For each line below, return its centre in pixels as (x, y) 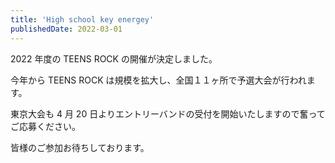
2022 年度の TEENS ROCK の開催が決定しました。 (114, 58)
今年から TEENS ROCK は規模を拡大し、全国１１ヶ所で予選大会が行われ (158, 80)
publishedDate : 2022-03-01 (66, 29)
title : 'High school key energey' (82, 19)
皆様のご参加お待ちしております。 (80, 147)
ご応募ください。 (45, 126)
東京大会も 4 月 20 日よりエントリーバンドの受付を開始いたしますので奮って (168, 113)
